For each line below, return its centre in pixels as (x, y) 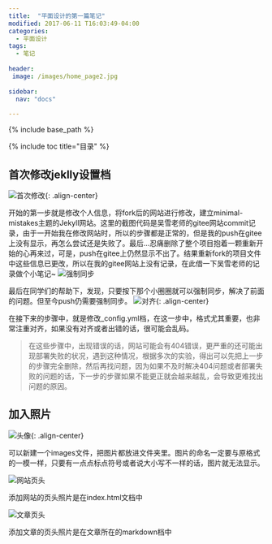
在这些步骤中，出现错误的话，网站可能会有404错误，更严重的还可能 (142, 345)
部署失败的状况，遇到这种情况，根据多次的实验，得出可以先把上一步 (149, 356)
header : (22, 69)
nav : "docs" (36, 99)
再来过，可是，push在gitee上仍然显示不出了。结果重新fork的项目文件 (145, 253)
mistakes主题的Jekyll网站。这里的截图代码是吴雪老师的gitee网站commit (129, 222)
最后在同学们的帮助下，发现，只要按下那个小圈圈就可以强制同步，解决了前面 (136, 291)
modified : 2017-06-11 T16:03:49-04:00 (74, 24)
